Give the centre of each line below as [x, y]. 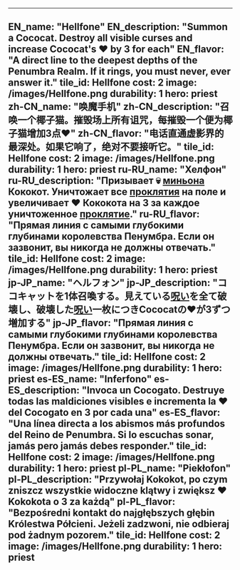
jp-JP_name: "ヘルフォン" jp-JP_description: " [113, 283]
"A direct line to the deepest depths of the [103, 60]
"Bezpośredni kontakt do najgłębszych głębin [112, 513]
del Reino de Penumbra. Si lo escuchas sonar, [111, 435]
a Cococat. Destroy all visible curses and [100, 38]
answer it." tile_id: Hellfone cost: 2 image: [103, 83]
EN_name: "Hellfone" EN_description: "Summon [118, 27]
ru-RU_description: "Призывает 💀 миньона [106, 181]
